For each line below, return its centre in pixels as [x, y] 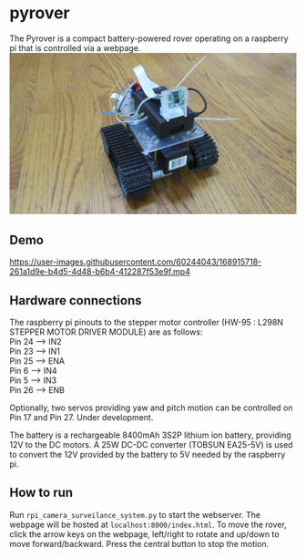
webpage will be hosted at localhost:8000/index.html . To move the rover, [148, 524]
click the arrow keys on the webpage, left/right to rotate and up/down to [144, 534]
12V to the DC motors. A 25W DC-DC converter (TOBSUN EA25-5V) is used [151, 445]
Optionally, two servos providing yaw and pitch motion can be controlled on [151, 408]
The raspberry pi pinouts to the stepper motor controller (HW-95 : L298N [147, 323]
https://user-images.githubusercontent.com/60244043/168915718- [136, 262]
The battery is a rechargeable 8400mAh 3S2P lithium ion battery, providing [150, 435]
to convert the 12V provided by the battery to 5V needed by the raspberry [148, 455]
